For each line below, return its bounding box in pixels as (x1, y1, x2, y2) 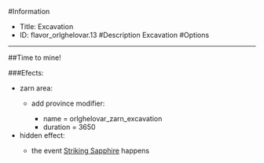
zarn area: (19, 83, 53, 93)
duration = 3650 (42, 122, 96, 132)
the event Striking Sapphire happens (31, 146, 150, 155)
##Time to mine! (8, 53, 61, 62)
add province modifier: (31, 98, 105, 108)
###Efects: (8, 69, 44, 77)
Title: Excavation (19, 22, 74, 31)
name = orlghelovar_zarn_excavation (42, 114, 163, 123)
